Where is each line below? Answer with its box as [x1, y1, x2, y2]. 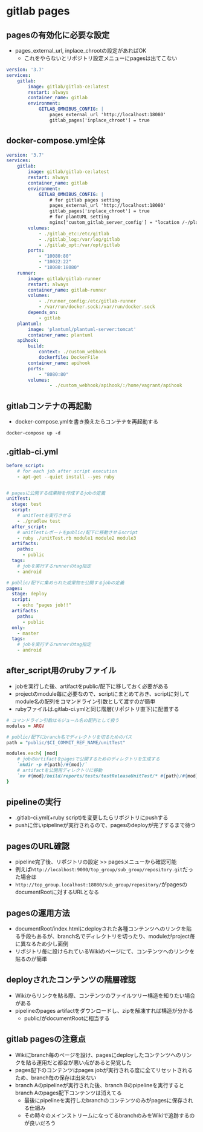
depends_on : [28, 310, 59, 316]
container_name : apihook [28, 360, 91, 366]
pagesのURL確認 [6, 841, 70, 851]
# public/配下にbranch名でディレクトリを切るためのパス [6, 734, 132, 740]
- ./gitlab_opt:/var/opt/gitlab [38, 242, 120, 248]
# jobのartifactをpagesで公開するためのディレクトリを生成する [17, 756, 160, 762]
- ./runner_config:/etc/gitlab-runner [38, 298, 137, 304]
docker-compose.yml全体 [6, 136, 106, 146]
